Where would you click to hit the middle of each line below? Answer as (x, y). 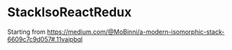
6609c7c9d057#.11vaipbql (45, 39)
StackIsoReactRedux (70, 12)
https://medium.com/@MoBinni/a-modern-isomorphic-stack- (136, 32)
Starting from (26, 32)
